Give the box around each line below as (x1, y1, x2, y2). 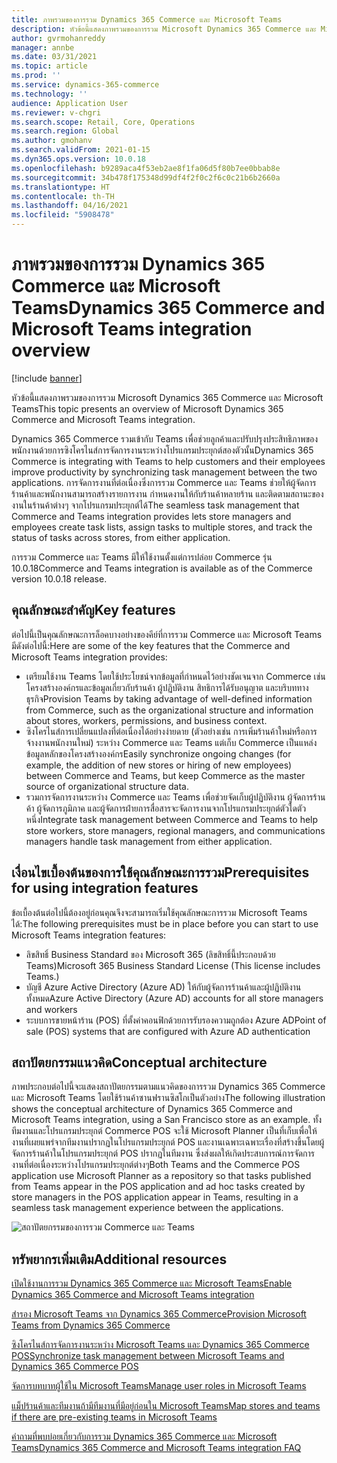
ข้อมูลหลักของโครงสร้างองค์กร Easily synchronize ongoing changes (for (25, 747, 292, 760)
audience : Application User (11, 98, 129, 108)
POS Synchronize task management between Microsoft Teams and (11, 1350, 285, 1362)
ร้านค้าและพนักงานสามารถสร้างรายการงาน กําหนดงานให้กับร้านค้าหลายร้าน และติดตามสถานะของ (11, 487, 324, 500)
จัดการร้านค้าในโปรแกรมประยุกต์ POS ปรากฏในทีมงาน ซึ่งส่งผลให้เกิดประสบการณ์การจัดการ (11, 1147, 316, 1160)
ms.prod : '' (11, 71, 61, 81)
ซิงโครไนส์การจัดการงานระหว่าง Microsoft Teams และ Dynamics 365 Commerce (11, 1339, 310, 1351)
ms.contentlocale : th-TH (11, 191, 115, 201)
